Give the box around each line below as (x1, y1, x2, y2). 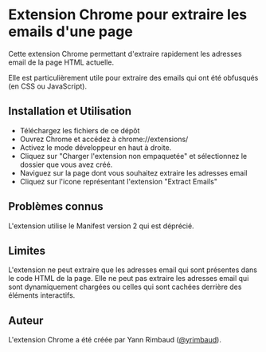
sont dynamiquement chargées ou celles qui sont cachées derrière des (8, 282, 242, 292)
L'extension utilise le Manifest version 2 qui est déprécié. (8, 221, 194, 231)
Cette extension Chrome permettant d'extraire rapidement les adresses (8, 49, 242, 58)
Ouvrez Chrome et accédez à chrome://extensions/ (19, 134, 189, 144)
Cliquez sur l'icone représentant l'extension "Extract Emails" (19, 176, 217, 186)
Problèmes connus (8, 200, 104, 213)
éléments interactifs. (8, 291, 76, 300)
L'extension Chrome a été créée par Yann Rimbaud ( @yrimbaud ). (8, 335, 221, 345)
